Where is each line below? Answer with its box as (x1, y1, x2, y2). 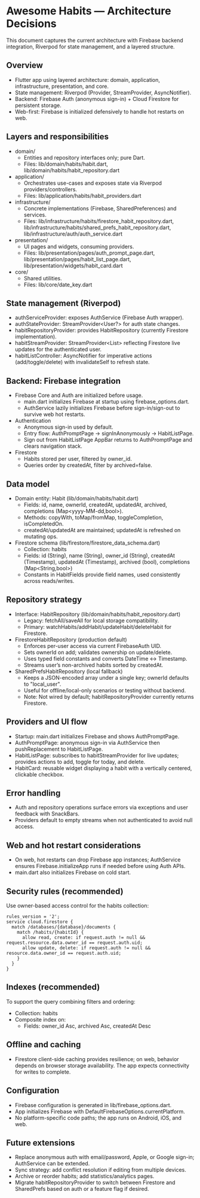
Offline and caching (6, 1040, 81, 1050)
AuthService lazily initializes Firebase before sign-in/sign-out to (23, 405, 180, 412)
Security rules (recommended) (6, 886, 124, 896)
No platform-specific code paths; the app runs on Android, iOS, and (14, 1114, 182, 1121)
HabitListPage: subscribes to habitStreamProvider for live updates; (14, 751, 179, 759)
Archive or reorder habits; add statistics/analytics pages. (14, 1173, 155, 1180)
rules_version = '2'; (6, 913, 60, 920)
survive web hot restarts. (23, 411, 85, 418)
